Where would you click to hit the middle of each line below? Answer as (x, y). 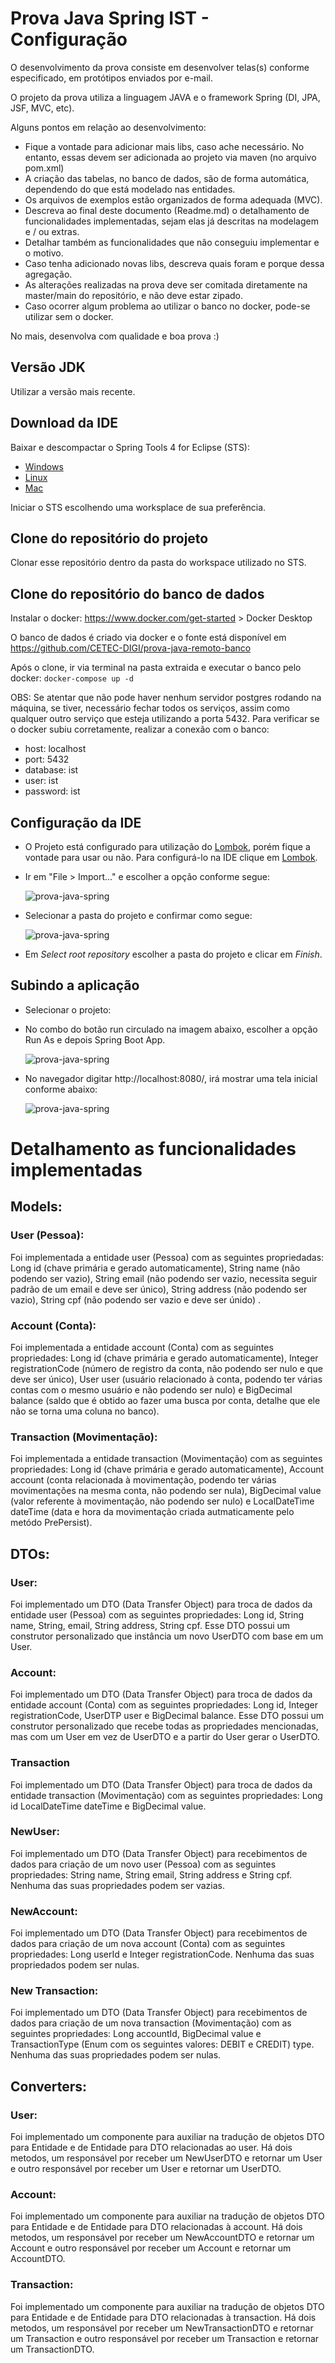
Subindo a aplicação (75, 985)
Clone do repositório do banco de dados (137, 593)
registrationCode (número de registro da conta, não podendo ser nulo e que (166, 1368)
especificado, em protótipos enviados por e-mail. (112, 78)
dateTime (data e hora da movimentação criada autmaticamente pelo (152, 1512)
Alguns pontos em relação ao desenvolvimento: (108, 127)
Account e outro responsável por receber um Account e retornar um (151, 2248)
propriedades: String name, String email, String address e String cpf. (151, 1874)
